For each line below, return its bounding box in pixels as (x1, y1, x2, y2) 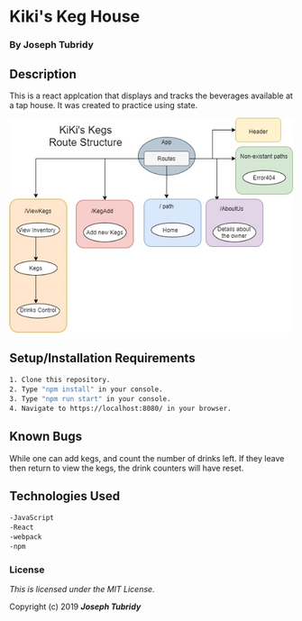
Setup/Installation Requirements (9, 350, 196, 366)
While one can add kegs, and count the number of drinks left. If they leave (9, 452, 285, 463)
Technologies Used (9, 489, 120, 504)
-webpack (9, 533, 42, 542)
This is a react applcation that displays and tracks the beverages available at (9, 90, 293, 101)
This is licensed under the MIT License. (9, 584, 155, 595)
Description (9, 66, 77, 82)
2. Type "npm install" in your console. (9, 385, 164, 394)
